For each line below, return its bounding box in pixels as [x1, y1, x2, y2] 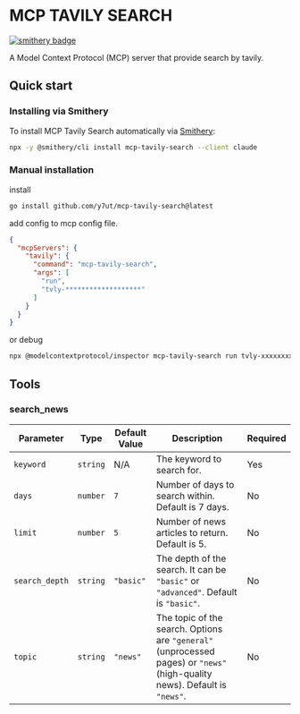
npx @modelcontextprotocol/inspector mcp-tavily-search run [9, 352, 238, 361]
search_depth [13, 575, 70, 586]
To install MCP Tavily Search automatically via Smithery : [9, 125, 216, 136]
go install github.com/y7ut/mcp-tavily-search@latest [9, 201, 214, 210]
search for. [155, 463, 203, 476]
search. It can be [155, 563, 227, 575]
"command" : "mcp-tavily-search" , [32, 260, 158, 269]
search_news [9, 404, 69, 416]
